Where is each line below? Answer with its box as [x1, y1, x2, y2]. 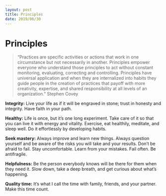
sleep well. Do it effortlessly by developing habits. [5, 126, 107, 132]
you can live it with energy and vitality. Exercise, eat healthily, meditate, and [5, 121, 160, 127]
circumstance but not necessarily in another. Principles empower [17, 59, 150, 65]
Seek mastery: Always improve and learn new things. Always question [5, 136, 150, 142]
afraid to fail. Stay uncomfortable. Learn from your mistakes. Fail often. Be [5, 146, 156, 152]
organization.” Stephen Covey [17, 91, 78, 97]
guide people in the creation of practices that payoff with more [17, 80, 145, 87]
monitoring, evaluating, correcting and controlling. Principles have [17, 70, 152, 76]
